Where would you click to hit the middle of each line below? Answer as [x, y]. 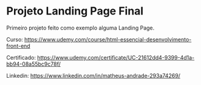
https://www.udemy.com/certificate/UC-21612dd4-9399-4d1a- [116, 57]
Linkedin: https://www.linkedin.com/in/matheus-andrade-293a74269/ [94, 75]
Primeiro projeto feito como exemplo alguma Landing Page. [80, 28]
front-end [18, 46]
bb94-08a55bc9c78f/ [33, 64]
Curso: [15, 39]
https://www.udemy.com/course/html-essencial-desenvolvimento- [108, 39]
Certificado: [21, 57]
